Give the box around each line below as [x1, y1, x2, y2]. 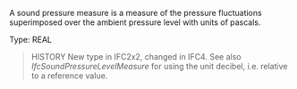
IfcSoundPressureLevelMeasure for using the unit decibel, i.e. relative [30, 61, 288, 71]
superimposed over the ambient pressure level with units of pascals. [9, 17, 261, 28]
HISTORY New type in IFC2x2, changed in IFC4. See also [30, 52, 242, 61]
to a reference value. [30, 70, 108, 81]
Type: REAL [9, 35, 52, 44]
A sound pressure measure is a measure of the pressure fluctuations [9, 8, 262, 18]
